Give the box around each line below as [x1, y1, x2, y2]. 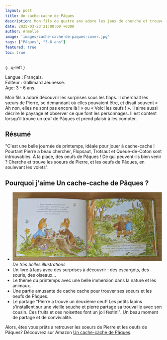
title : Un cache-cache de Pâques [5, 13, 75, 18]
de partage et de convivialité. [12, 315, 73, 321]
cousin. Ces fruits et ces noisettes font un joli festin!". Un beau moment [12, 309, 158, 315]
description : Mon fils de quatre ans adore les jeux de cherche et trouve [5, 18, 164, 23]
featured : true [5, 45, 37, 50]
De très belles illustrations [12, 262, 66, 268]
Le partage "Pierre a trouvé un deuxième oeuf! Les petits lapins [12, 299, 143, 305]
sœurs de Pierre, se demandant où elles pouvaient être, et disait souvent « [5, 100, 158, 106]
